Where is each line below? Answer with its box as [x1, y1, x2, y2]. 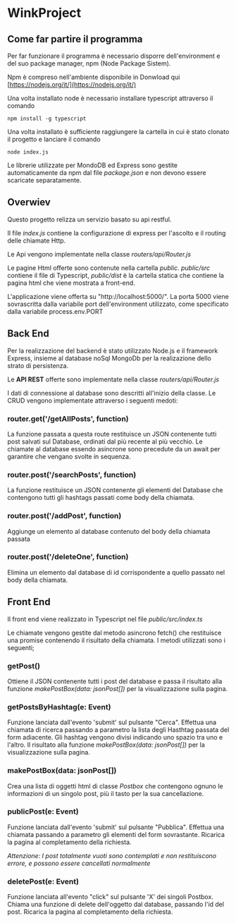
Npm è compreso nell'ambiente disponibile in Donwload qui [7, 73, 180, 81]
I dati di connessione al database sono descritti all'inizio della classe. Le [7, 389, 216, 397]
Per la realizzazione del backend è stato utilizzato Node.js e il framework [7, 346, 218, 355]
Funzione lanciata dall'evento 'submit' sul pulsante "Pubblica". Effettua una [7, 823, 225, 831]
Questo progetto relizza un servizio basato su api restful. [7, 215, 172, 224]
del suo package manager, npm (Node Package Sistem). [7, 59, 171, 68]
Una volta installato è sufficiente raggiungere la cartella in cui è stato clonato [7, 128, 230, 135]
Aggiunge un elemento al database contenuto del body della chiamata [7, 527, 211, 535]
